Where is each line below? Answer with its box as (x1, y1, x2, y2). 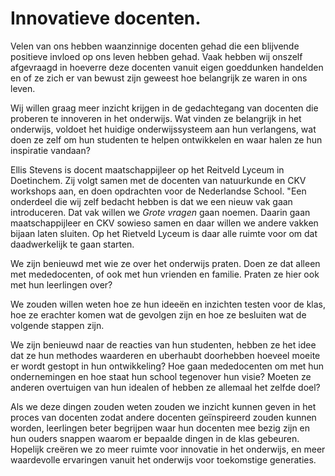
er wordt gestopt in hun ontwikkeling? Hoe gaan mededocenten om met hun (10, 360, 325, 372)
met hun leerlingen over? (10, 278, 113, 291)
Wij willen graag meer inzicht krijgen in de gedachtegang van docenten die (10, 102, 319, 114)
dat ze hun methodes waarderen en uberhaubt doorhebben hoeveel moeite (10, 349, 321, 361)
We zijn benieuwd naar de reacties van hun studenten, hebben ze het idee (10, 338, 317, 351)
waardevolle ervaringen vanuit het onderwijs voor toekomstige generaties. (10, 453, 317, 466)
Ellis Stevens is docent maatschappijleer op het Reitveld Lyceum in (10, 163, 285, 176)
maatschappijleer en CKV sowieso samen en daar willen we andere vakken (10, 217, 319, 229)
